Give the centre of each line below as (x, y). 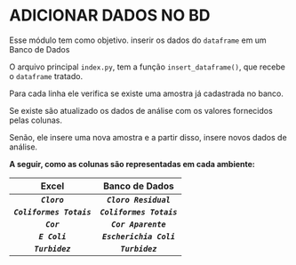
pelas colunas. (36, 120)
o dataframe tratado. (46, 76)
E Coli (52, 236)
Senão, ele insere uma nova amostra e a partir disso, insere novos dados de (148, 137)
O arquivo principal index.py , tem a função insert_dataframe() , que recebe (148, 67)
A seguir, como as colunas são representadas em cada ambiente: (132, 164)
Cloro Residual (138, 200)
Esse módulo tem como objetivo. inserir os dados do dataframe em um (138, 40)
